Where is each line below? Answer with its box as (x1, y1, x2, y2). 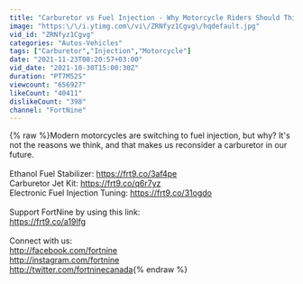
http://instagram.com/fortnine (9, 254, 120, 266)
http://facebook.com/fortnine (9, 245, 118, 256)
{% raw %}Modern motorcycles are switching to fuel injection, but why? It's (9, 130, 290, 141)
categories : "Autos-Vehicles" (9, 38, 124, 48)
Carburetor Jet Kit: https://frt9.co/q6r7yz (9, 178, 161, 189)
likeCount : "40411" (9, 88, 83, 97)
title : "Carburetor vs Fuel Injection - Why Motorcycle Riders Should (9, 13, 280, 23)
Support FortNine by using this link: (9, 206, 141, 217)
